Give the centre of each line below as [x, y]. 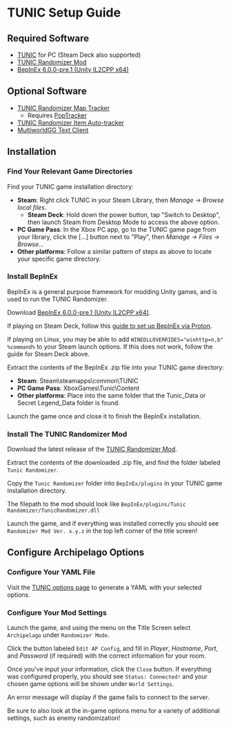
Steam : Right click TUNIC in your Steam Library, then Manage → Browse [120, 200]
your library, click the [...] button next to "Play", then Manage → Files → [118, 237]
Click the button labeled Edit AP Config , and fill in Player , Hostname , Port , [113, 649]
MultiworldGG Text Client [53, 130]
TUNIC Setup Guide [64, 13]
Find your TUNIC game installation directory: [70, 186]
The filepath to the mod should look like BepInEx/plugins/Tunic [97, 504]
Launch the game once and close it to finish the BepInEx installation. [104, 416]
